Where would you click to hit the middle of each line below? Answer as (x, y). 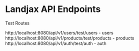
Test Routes (17, 23)
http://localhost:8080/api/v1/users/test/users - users (59, 32)
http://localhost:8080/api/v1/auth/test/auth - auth (56, 43)
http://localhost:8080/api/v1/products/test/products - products (70, 38)
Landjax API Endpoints (53, 9)
